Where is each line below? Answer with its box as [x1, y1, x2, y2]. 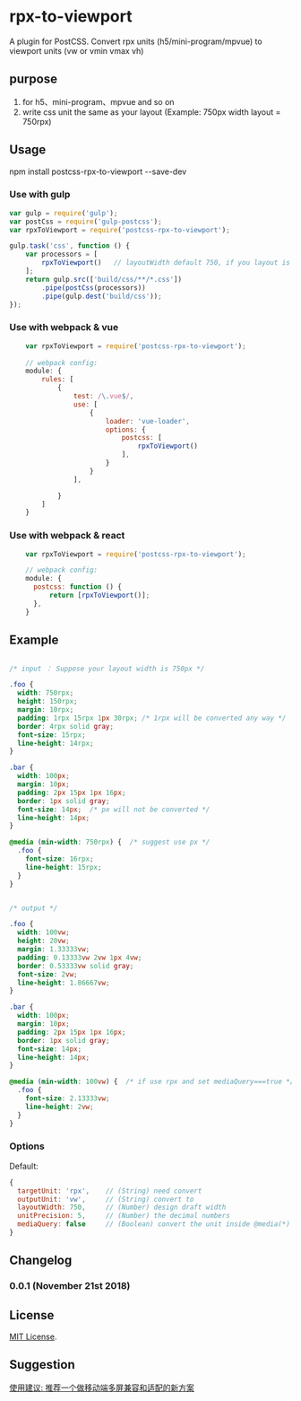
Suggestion [9, 1357, 75, 1372]
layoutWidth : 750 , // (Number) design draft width [17, 1203, 227, 1213]
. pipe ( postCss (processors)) [41, 283, 146, 293]
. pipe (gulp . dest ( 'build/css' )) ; [41, 292, 163, 301]
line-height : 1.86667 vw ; [17, 978, 110, 987]
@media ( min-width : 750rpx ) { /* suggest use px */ [9, 837, 211, 847]
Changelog [9, 1253, 73, 1268]
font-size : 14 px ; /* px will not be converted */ [17, 805, 211, 814]
